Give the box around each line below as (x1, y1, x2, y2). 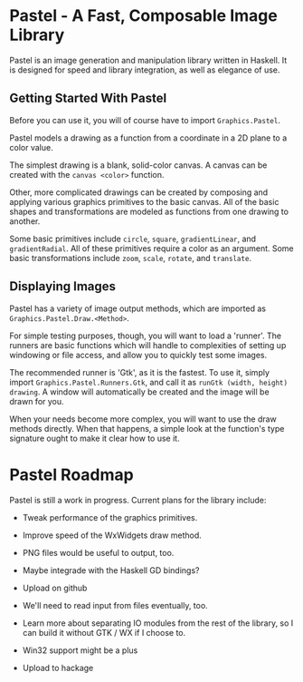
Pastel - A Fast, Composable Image (9, 5, 278, 26)
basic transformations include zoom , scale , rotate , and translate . (9, 252, 251, 263)
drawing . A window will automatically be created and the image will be (9, 386, 270, 397)
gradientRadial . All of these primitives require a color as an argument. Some (9, 242, 294, 254)
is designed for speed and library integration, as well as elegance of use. (9, 64, 280, 75)
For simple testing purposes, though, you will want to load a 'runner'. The (9, 330, 282, 341)
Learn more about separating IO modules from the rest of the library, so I (22, 618, 294, 628)
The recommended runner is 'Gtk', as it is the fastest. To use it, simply (9, 366, 270, 377)
